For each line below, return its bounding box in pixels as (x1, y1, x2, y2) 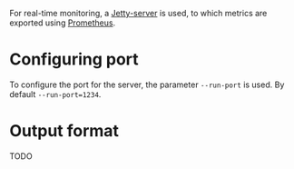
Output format (9, 121, 120, 142)
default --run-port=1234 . (9, 88, 102, 99)
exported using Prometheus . (9, 17, 116, 28)
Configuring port (9, 49, 139, 70)
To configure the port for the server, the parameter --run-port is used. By (9, 79, 285, 90)
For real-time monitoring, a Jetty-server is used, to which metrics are (9, 8, 268, 18)
